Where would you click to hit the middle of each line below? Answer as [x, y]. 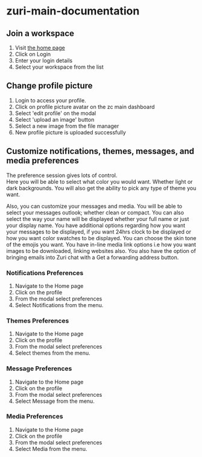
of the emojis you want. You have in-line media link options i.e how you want [101, 244]
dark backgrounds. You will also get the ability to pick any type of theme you [101, 188]
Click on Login [33, 54]
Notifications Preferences [45, 273]
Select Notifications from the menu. [59, 305]
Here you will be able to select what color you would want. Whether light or [99, 181]
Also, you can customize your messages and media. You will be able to [94, 206]
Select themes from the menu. [52, 353]
